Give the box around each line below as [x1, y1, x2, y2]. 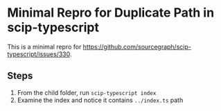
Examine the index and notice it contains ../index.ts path [17, 96, 184, 104]
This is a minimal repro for [7, 42, 82, 51]
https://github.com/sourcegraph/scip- [82, 42, 192, 51]
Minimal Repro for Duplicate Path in [7, 5, 215, 21]
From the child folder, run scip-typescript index [17, 88, 157, 96]
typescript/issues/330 [7, 50, 71, 58]
